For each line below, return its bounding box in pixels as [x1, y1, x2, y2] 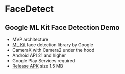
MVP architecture [12, 36, 49, 42]
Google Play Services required [12, 58, 75, 63]
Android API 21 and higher [12, 52, 66, 58]
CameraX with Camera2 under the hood [12, 47, 95, 53]
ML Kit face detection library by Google [12, 42, 93, 48]
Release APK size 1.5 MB [12, 63, 63, 69]
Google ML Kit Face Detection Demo [5, 23, 120, 32]
